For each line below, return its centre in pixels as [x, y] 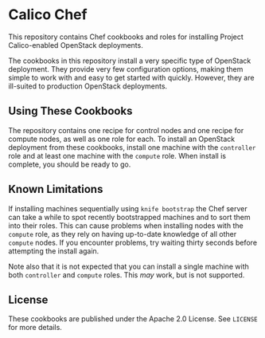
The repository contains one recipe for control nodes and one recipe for [126, 130]
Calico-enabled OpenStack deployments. [76, 45]
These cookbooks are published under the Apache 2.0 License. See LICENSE [133, 319]
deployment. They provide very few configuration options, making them [126, 69]
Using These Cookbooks [70, 111]
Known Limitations [56, 189]
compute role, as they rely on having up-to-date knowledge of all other [123, 234]
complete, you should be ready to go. [70, 164]
